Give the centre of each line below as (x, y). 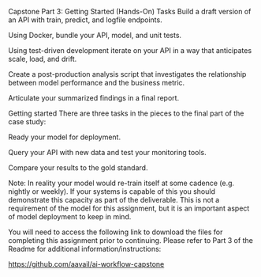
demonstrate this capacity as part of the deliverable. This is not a (114, 200)
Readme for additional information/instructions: (85, 249)
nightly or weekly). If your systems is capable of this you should (112, 192)
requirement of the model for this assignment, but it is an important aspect (129, 208)
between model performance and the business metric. (97, 83)
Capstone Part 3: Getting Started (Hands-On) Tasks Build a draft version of (130, 11)
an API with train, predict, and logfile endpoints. (86, 20)
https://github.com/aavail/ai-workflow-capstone (86, 264)
